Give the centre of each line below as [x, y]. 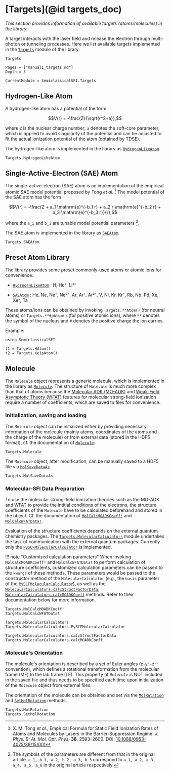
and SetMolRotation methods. [36, 701]
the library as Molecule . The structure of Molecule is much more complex [81, 386]
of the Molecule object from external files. [49, 685]
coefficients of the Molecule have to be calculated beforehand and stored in [84, 510]
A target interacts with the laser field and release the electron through [78, 38]
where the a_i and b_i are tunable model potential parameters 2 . [72, 222]
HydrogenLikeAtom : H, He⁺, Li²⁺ [45, 285]
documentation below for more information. [51, 600]
